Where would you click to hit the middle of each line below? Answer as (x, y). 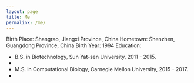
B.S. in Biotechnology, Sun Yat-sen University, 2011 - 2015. (86, 57)
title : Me (18, 17)
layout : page (22, 11)
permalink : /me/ (26, 22)
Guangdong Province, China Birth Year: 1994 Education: (74, 45)
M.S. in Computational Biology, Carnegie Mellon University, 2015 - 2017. (101, 69)
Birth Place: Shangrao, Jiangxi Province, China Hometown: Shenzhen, (91, 39)
